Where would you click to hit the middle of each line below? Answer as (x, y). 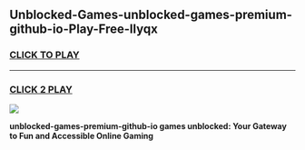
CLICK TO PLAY (44, 55)
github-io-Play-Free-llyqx (84, 30)
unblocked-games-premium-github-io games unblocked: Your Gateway (148, 125)
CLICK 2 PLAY (41, 89)
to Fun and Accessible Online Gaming (82, 135)
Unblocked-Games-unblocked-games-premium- (151, 15)
